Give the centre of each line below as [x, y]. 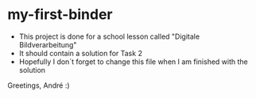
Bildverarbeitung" [48, 44]
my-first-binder [60, 15]
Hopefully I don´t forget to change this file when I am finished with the [133, 62]
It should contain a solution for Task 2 [80, 53]
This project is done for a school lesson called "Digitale [109, 36]
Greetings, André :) [39, 85]
